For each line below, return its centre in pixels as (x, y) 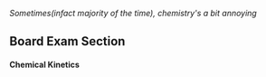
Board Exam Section (67, 41)
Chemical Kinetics (44, 64)
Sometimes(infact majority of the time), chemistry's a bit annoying (133, 13)
